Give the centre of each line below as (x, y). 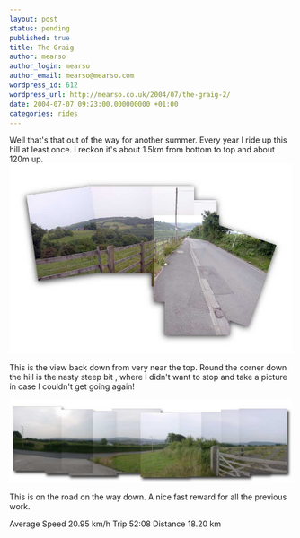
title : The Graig (42, 48)
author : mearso (38, 57)
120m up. (26, 159)
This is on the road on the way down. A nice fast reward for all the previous (148, 497)
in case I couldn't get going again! (72, 386)
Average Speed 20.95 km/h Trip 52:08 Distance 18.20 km (115, 524)
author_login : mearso (50, 66)
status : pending (40, 28)
